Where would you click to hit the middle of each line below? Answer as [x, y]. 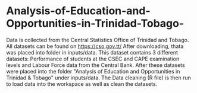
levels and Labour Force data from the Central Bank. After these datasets [96, 65]
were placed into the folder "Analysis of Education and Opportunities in [93, 71]
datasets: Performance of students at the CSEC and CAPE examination [93, 59]
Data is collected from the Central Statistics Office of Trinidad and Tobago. [98, 40]
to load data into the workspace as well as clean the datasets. [82, 84]
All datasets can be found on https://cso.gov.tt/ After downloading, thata [95, 46]
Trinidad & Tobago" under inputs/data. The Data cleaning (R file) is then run [99, 78]
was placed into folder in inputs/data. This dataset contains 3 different [92, 52]
